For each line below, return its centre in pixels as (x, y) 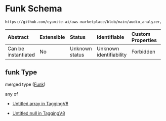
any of (12, 94)
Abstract (18, 37)
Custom (141, 34)
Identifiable (110, 37)
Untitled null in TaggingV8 (39, 113)
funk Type (21, 72)
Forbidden (144, 52)
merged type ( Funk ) (25, 84)
